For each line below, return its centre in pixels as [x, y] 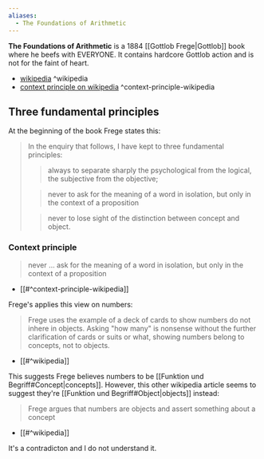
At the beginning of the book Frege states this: [85, 131]
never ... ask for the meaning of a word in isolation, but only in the [136, 265]
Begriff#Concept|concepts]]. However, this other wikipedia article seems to [132, 385]
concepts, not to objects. [69, 345]
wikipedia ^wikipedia [54, 78]
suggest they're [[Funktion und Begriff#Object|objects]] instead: [114, 393]
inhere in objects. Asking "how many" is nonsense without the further [142, 328]
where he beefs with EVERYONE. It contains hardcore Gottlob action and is [131, 54]
